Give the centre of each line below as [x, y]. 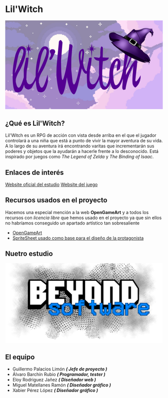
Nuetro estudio [29, 254]
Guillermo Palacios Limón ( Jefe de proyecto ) [60, 369]
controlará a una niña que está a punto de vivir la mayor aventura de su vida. [84, 141]
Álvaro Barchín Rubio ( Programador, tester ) [59, 374]
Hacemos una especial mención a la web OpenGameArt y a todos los [77, 212]
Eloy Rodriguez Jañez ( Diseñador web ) [54, 379]
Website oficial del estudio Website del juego [51, 184]
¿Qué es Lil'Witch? [35, 123]
